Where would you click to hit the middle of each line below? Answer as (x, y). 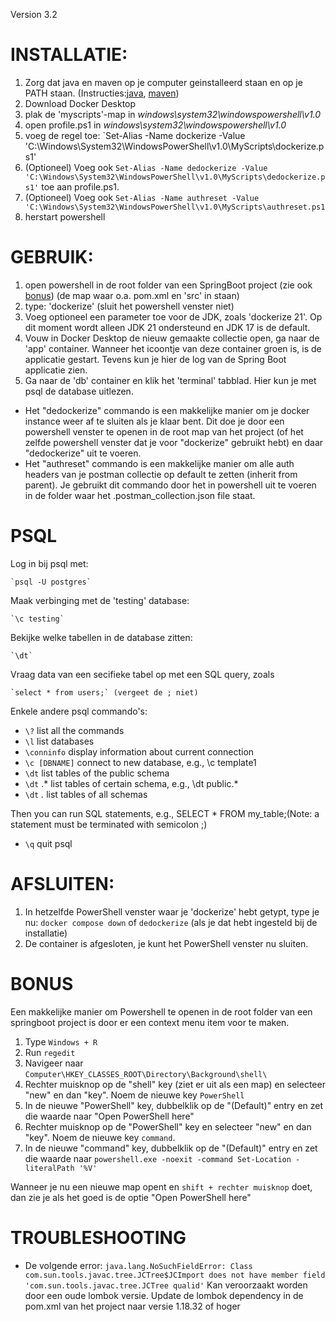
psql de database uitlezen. (79, 391)
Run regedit (50, 1052)
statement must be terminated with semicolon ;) (109, 824)
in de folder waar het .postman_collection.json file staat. (140, 495)
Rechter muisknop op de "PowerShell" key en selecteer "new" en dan (168, 1126)
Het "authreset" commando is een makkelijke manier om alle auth (159, 463)
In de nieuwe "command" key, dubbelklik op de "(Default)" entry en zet (171, 1148)
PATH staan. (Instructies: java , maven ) (102, 93)
